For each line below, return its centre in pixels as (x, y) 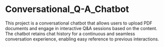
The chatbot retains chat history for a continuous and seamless (70, 33)
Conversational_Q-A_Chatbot (67, 9)
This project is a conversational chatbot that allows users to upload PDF (79, 23)
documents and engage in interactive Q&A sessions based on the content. (81, 28)
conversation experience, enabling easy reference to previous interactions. (82, 39)
